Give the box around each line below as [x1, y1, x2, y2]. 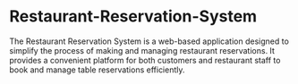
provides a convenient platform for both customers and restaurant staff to [9, 55, 281, 65]
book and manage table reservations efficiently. [9, 64, 185, 75]
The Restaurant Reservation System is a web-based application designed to [9, 36, 289, 46]
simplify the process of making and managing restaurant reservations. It [9, 45, 276, 55]
